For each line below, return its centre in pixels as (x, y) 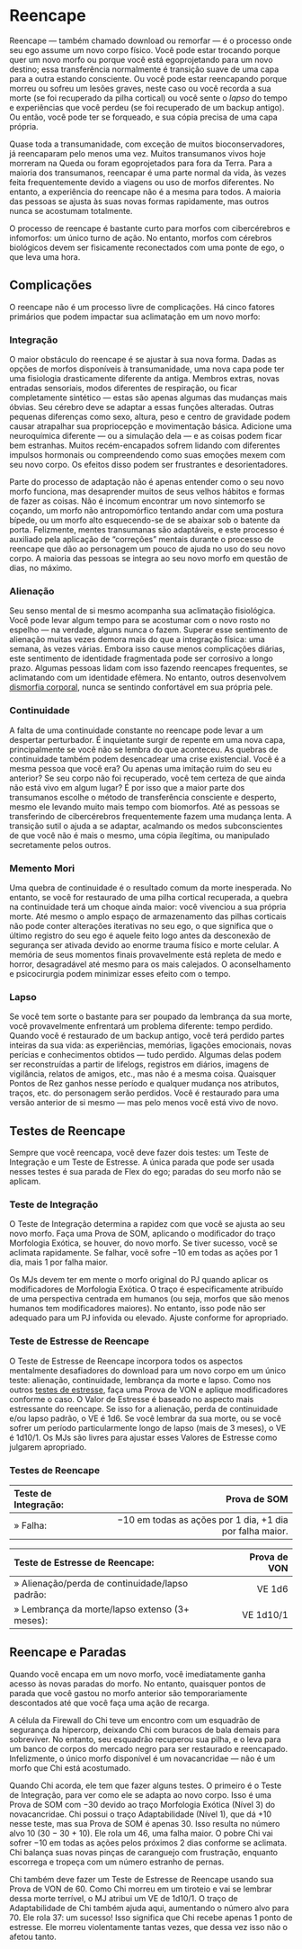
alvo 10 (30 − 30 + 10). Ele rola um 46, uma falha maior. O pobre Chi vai (141, 1833)
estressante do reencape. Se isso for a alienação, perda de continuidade (144, 1408)
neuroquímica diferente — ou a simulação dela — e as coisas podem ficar (146, 436)
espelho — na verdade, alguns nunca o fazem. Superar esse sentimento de (149, 630)
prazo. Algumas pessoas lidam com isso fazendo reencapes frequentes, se (149, 668)
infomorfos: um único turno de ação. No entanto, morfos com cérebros (141, 237)
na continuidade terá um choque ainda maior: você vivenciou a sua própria (148, 907)
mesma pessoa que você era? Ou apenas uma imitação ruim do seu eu (141, 768)
